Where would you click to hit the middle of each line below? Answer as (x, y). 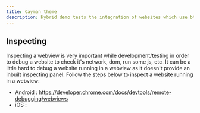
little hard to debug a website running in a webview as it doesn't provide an (98, 68)
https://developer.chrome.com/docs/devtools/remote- (105, 92)
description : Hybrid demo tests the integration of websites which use (97, 17)
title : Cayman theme (32, 12)
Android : (26, 92)
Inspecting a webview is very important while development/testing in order (98, 56)
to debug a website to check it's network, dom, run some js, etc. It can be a (99, 62)
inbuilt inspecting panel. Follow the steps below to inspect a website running (100, 74)
